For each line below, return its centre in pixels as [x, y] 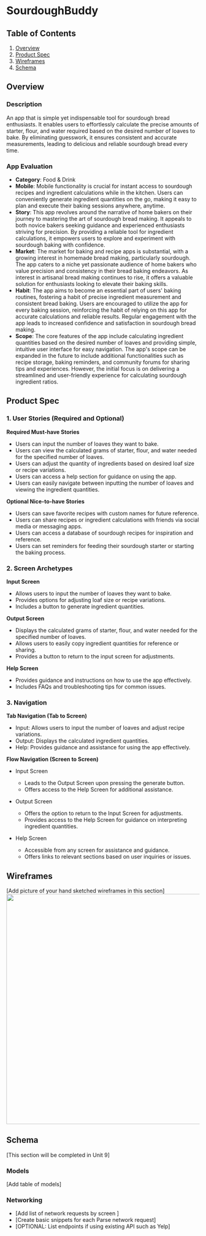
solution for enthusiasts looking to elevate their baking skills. [91, 284]
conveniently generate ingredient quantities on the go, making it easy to [106, 199]
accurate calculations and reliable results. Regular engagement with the [106, 316]
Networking [25, 1200]
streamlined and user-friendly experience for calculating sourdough [101, 375]
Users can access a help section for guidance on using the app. [96, 476]
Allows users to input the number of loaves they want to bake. [93, 593]
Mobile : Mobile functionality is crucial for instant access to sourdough [104, 186]
